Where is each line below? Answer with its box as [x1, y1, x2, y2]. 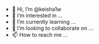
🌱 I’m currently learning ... [11, 18, 76, 25]
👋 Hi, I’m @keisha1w [11, 6, 62, 12]
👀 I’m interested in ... [11, 12, 63, 19]
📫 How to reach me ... [11, 32, 68, 38]
